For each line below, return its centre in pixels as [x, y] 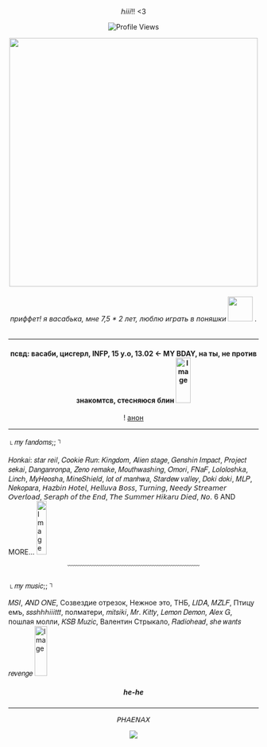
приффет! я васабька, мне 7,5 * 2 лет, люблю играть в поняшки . [133, 318]
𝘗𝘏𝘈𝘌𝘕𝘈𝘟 [133, 720]
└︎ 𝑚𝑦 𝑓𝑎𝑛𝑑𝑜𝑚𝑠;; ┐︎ [35, 442]
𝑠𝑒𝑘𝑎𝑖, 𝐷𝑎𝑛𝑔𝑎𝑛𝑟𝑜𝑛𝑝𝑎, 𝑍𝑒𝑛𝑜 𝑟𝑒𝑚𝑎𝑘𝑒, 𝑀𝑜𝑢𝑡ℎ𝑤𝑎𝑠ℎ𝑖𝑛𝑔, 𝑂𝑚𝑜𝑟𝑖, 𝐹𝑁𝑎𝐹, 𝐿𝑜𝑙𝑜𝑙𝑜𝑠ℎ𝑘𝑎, [128, 469]
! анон [133, 418]
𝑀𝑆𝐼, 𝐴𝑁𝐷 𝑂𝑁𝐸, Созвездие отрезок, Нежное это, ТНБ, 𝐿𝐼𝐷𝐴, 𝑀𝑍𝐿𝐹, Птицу [132, 603]
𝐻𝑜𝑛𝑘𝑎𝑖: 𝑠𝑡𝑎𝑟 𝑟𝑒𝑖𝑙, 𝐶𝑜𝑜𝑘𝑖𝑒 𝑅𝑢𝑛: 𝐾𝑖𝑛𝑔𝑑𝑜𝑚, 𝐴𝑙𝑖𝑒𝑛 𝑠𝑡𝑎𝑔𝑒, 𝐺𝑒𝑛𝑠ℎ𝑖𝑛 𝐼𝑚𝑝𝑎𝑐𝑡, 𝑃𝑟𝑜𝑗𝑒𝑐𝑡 [128, 460]
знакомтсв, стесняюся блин [125, 400]
